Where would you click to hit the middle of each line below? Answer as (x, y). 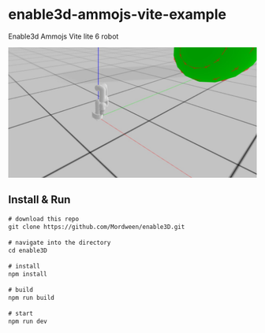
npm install (28, 274)
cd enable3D (28, 250)
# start (21, 313)
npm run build (32, 298)
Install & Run (39, 200)
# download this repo (44, 219)
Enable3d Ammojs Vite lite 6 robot (63, 36)
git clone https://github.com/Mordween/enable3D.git (97, 227)
